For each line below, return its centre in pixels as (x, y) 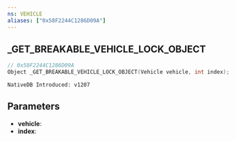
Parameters (34, 107)
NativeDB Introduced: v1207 (49, 85)
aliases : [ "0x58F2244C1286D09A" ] (57, 21)
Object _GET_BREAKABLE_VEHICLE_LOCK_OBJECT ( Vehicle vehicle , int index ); (119, 72)
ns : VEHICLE (25, 14)
